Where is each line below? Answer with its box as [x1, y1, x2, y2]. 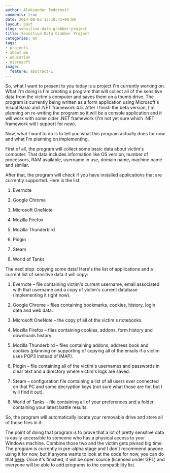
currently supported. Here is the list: [5, 178, 81, 183]
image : [5, 64, 19, 69]
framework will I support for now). [5, 121, 77, 127]
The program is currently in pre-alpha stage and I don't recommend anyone [5, 446, 163, 452]
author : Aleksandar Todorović [5, 7, 70, 13]
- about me [5, 50, 28, 55]
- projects [5, 45, 28, 50]
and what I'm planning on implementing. [5, 136, 89, 142]
